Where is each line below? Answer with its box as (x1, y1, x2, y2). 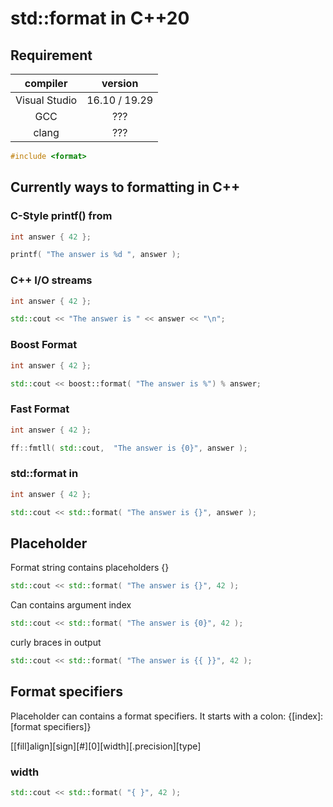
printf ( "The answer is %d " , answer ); (10, 250, 182, 260)
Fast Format (10, 402, 70, 416)
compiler (24, 77, 68, 90)
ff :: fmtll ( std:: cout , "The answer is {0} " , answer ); (10, 443, 248, 453)
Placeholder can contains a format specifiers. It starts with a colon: (10, 710, 287, 722)
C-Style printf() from (10, 209, 113, 223)
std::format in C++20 (10, 7, 190, 30)
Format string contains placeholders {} (10, 562, 170, 574)
